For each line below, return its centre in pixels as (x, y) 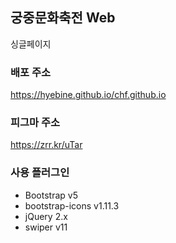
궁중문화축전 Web (63, 18)
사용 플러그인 (40, 173)
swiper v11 (46, 227)
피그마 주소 (35, 123)
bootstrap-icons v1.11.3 (72, 205)
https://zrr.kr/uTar (46, 145)
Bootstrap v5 (51, 195)
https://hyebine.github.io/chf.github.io (88, 95)
